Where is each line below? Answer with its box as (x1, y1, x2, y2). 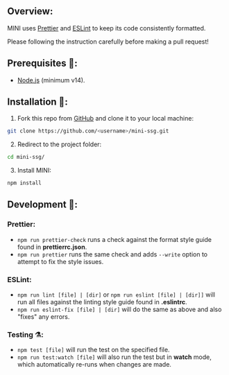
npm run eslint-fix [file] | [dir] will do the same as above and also (17, 305, 222, 314)
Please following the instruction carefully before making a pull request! (7, 37, 210, 46)
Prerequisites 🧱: (7, 58, 78, 69)
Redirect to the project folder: (17, 140, 102, 148)
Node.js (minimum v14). (17, 76, 85, 84)
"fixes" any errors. (17, 313, 70, 321)
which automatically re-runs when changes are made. (17, 360, 172, 369)
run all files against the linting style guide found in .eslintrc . (17, 298, 187, 306)
